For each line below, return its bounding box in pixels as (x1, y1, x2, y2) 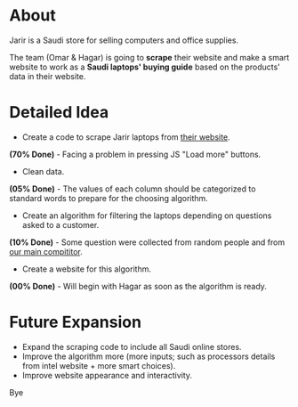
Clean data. (21, 166, 65, 176)
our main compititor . (9, 246, 83, 256)
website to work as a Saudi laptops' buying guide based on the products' (9, 61, 280, 72)
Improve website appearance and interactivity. (21, 370, 193, 380)
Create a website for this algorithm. (21, 264, 151, 274)
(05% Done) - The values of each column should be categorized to (9, 183, 256, 194)
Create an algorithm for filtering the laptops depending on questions (21, 210, 272, 221)
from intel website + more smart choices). (21, 360, 176, 370)
